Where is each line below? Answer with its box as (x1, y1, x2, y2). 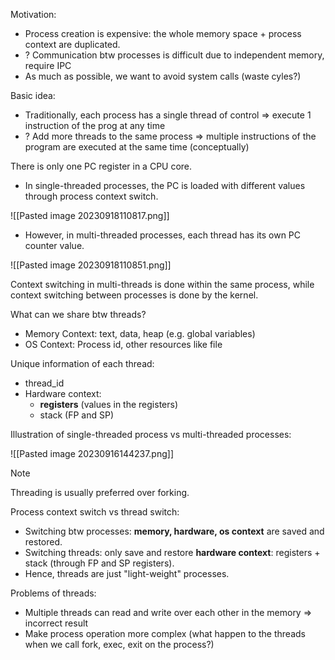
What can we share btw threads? (10, 309, 147, 320)
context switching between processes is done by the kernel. (10, 289, 259, 301)
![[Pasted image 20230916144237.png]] (10, 448, 175, 459)
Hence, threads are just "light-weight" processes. (24, 568, 230, 579)
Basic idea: (10, 90, 56, 101)
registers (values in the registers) (39, 399, 179, 410)
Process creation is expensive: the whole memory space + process (24, 28, 302, 39)
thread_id (24, 377, 65, 389)
